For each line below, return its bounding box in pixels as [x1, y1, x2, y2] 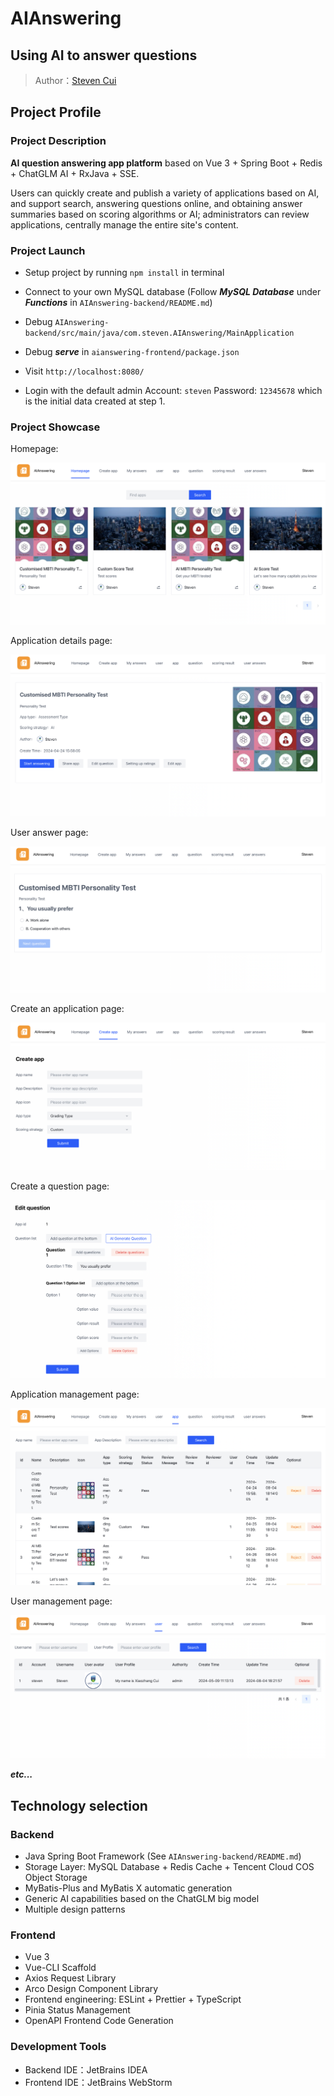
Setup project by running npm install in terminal [24, 266, 225, 278]
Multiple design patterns [24, 1903, 126, 1916]
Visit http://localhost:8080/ [24, 365, 145, 377]
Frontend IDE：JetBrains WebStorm [24, 2076, 173, 2088]
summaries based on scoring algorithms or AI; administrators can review [10, 208, 310, 220]
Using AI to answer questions [10, 47, 198, 64]
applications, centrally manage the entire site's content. [10, 218, 239, 231]
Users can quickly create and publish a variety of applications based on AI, [10, 187, 320, 199]
